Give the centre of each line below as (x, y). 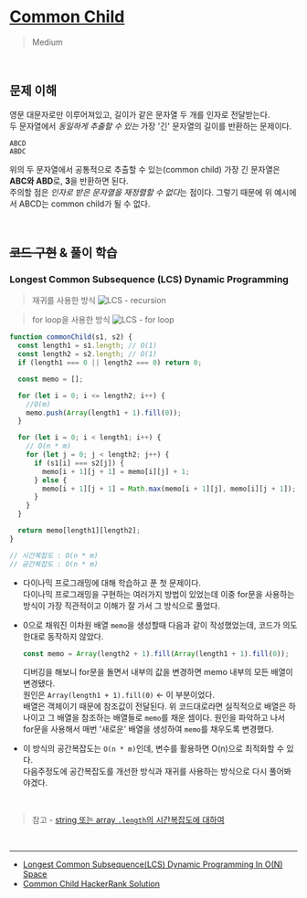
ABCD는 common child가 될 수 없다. (85, 204)
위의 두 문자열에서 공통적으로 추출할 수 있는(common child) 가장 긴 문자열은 (145, 169)
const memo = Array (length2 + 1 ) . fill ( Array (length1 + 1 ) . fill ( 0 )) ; (156, 654)
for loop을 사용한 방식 (71, 320)
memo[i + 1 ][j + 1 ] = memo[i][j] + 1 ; (116, 471)
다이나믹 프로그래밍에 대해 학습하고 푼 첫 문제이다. (111, 583)
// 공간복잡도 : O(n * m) (54, 564)
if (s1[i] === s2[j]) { (79, 463)
